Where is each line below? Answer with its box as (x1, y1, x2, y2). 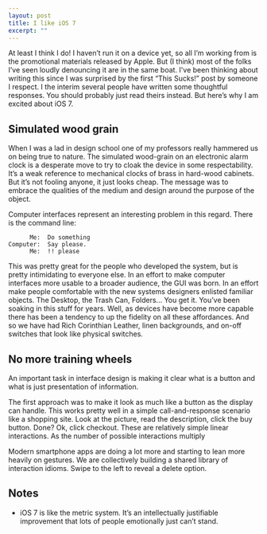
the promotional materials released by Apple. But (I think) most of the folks (8, 57, 252, 66)
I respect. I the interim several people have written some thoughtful (8, 82, 228, 92)
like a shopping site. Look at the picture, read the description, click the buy (8, 414, 253, 423)
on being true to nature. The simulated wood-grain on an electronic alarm (8, 152, 249, 162)
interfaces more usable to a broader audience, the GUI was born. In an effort (8, 278, 259, 288)
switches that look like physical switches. (8, 329, 143, 339)
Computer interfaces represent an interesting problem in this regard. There (8, 210, 253, 219)
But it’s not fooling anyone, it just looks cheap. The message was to (8, 177, 229, 187)
